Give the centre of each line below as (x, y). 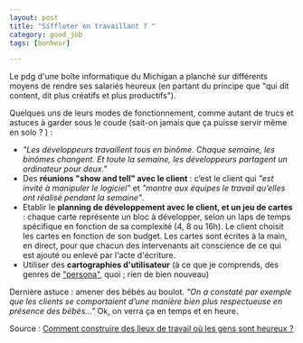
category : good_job (46, 34)
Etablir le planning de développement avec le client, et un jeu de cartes (157, 208)
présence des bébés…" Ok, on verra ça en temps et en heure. (124, 311)
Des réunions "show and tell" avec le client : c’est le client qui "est (148, 179)
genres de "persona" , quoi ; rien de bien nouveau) (116, 274)
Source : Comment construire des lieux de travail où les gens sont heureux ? (151, 329)
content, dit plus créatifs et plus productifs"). (93, 96)
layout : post (34, 18)
